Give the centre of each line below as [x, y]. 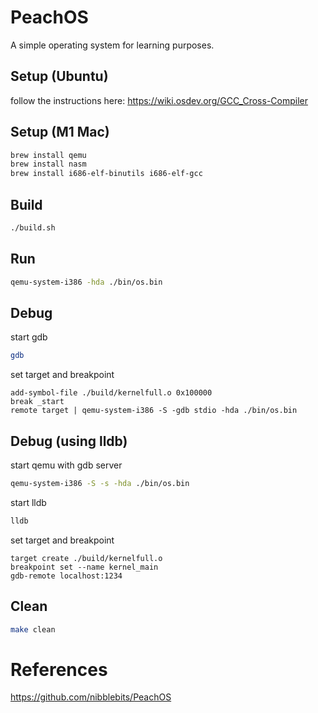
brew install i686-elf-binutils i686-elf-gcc [106, 174]
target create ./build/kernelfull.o [86, 558]
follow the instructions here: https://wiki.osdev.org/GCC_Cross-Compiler [159, 100]
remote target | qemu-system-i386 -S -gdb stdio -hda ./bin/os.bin [154, 411]
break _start [37, 402]
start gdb [29, 337]
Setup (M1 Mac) [60, 132]
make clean [33, 629]
